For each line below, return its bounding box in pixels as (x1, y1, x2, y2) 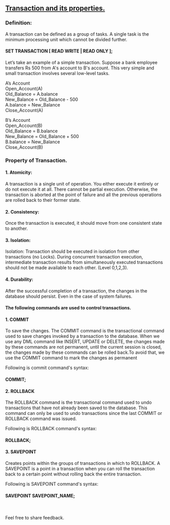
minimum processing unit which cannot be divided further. (5, 36, 127, 42)
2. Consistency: (5, 208, 40, 215)
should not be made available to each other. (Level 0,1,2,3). (5, 265, 128, 271)
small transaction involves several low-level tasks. (5, 70, 110, 76)
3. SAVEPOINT (5, 449, 37, 455)
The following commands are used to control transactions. (5, 305, 131, 311)
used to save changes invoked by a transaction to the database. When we (5, 333, 160, 339)
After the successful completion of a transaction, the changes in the (5, 287, 148, 294)
